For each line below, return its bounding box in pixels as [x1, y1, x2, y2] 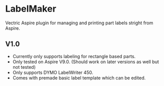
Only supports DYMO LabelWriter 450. [12, 69, 93, 75]
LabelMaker [5, 3, 57, 15]
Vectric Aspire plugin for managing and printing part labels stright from [5, 20, 153, 26]
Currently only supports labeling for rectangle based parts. [12, 53, 136, 59]
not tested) [12, 64, 36, 70]
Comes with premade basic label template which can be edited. [12, 74, 146, 81]
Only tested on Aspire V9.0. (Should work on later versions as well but [12, 59, 159, 65]
